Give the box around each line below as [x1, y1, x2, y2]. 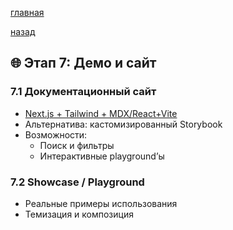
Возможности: [24, 128, 88, 141]
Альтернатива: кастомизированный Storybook [24, 118, 223, 130]
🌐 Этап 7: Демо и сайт [10, 55, 157, 72]
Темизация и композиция [24, 208, 134, 220]
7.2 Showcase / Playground [10, 175, 145, 189]
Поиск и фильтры [39, 139, 115, 151]
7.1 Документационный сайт [10, 85, 157, 99]
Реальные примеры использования [24, 197, 178, 209]
